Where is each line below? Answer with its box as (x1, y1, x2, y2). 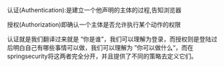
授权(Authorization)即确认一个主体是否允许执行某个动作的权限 (7, 21, 181, 29)
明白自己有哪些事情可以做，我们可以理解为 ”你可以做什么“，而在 (12, 44, 194, 51)
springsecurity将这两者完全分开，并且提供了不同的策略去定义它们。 (7, 52, 197, 60)
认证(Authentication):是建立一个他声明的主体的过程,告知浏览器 (7, 6, 182, 14)
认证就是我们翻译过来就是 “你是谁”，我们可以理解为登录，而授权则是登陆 (7, 35, 212, 43)
